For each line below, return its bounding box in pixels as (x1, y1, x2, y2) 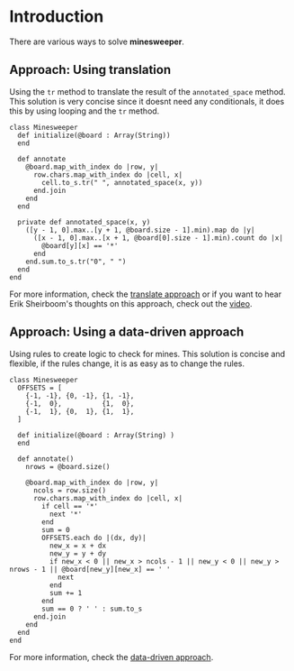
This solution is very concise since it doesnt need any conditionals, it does (9, 96, 285, 106)
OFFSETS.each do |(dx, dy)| (41, 533, 147, 542)
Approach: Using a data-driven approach (9, 325, 245, 340)
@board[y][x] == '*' (41, 241, 119, 250)
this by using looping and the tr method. (9, 106, 160, 116)
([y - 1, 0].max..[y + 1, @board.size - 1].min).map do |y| (25, 225, 255, 234)
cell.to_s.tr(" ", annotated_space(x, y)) (41, 178, 203, 187)
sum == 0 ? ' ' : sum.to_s (41, 604, 143, 613)
